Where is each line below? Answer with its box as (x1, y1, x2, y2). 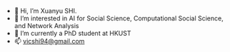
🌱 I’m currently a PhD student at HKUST (14, 29, 131, 37)
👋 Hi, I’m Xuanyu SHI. (14, 7, 77, 15)
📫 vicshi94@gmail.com (14, 37, 85, 45)
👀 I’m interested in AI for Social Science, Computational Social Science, (14, 14, 224, 22)
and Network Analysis (14, 22, 79, 30)
